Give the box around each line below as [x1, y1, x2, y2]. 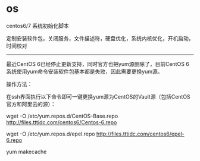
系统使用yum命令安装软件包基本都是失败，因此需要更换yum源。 [6, 68, 163, 75]
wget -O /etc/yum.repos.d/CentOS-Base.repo [6, 112, 118, 119]
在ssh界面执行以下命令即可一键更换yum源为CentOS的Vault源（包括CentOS [6, 93, 190, 100]
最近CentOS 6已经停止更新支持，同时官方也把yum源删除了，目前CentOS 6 [6, 60, 189, 67]
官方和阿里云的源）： [6, 100, 56, 108]
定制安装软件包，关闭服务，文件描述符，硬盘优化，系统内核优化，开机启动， [6, 34, 194, 42]
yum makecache [6, 148, 47, 155]
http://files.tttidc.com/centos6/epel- [96, 130, 185, 137]
